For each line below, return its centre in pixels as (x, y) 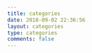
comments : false (31, 39)
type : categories (32, 33)
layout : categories (36, 26)
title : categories (34, 13)
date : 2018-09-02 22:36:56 (46, 20)
